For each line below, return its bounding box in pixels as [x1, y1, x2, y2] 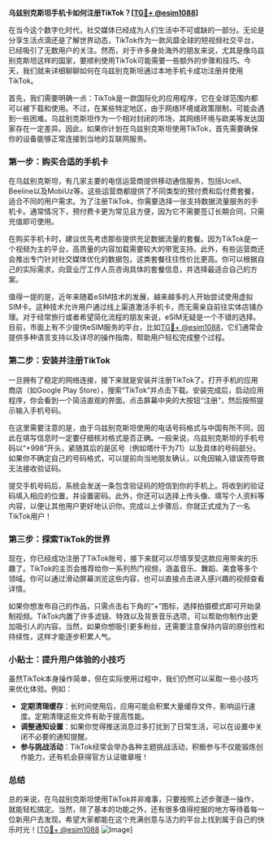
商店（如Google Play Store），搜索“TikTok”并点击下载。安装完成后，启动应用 [8, 385, 264, 395]
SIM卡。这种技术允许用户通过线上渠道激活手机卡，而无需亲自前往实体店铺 [8, 302, 257, 312]
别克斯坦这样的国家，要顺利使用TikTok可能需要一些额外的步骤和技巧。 [8, 56, 245, 65]
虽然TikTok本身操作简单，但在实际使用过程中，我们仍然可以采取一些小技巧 [8, 674, 258, 684]
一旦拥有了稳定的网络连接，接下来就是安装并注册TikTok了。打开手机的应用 [8, 375, 258, 384]
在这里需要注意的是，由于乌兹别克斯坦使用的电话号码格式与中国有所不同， [8, 423, 258, 432]
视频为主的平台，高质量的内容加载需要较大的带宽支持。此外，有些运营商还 [15, 244, 265, 254]
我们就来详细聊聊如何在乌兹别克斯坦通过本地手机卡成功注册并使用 [22, 66, 244, 76]
